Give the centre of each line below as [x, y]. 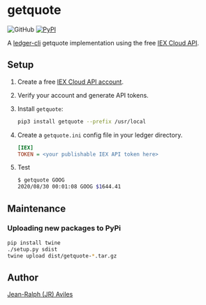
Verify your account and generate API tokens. [83, 95]
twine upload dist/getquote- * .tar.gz [62, 256]
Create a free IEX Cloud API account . [71, 82]
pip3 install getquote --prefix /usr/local [82, 121]
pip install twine [34, 243]
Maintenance [37, 208]
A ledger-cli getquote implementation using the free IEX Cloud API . [103, 43]
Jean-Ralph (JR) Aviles [40, 295]
